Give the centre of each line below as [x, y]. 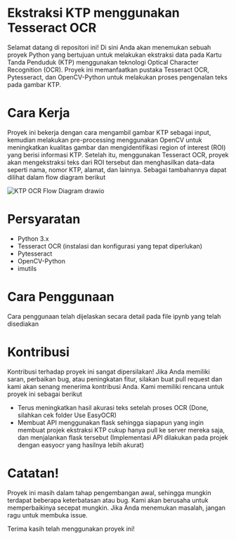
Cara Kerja [39, 113]
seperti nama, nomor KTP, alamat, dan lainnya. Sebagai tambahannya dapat [117, 169]
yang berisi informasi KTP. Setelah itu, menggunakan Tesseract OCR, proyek [118, 154]
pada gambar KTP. [34, 84]
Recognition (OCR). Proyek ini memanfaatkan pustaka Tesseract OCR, [108, 70]
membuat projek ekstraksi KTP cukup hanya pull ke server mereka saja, [121, 430]
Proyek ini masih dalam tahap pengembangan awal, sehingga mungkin [109, 492]
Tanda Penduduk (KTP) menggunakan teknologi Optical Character [103, 62]
